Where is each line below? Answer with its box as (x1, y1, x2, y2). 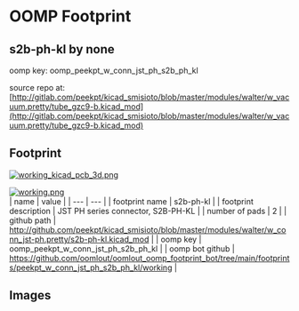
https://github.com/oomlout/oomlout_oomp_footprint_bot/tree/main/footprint (9, 252, 290, 263)
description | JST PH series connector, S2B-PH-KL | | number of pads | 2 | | (9, 205, 287, 216)
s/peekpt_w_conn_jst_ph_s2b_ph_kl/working (9, 262, 173, 273)
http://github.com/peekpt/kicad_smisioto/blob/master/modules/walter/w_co (9, 224, 287, 235)
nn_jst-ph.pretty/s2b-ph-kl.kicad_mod (9, 234, 149, 244)
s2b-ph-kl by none (9, 42, 116, 57)
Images (9, 288, 52, 303)
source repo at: (9, 83, 65, 92)
